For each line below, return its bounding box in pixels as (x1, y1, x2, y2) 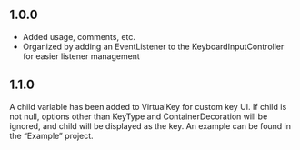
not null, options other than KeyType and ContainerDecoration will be (9, 111, 268, 122)
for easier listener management (22, 50, 141, 62)
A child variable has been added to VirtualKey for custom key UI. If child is (9, 101, 287, 112)
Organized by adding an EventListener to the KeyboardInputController (22, 41, 285, 52)
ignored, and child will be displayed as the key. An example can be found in (9, 120, 292, 131)
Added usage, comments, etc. (22, 31, 136, 42)
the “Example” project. (9, 130, 94, 141)
